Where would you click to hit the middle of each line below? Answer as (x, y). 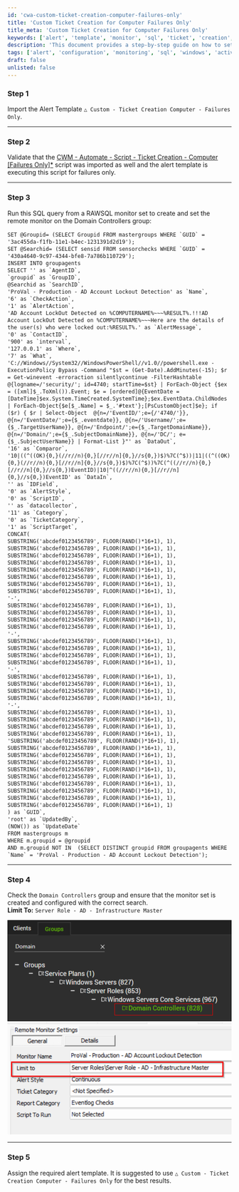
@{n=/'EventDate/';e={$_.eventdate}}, (65, 420)
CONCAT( (19, 534)
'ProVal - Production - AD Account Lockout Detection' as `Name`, (108, 292)
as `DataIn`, (94, 477)
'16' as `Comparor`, (38, 448)
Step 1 (18, 93)
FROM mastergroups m (38, 833)
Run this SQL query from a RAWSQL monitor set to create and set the (109, 213)
